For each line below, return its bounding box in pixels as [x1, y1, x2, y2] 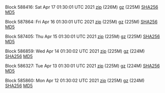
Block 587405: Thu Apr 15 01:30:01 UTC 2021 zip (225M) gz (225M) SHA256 [5, 34, 160, 39]
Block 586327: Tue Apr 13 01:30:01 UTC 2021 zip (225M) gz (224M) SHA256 [5, 63, 160, 69]
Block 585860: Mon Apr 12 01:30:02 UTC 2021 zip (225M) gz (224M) [5, 78, 145, 83]
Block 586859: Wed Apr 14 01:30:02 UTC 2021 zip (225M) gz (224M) [5, 48, 145, 54]
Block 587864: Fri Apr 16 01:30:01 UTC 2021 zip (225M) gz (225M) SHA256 [5, 19, 158, 24]
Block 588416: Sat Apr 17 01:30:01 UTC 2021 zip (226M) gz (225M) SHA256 [5, 4, 159, 10]
